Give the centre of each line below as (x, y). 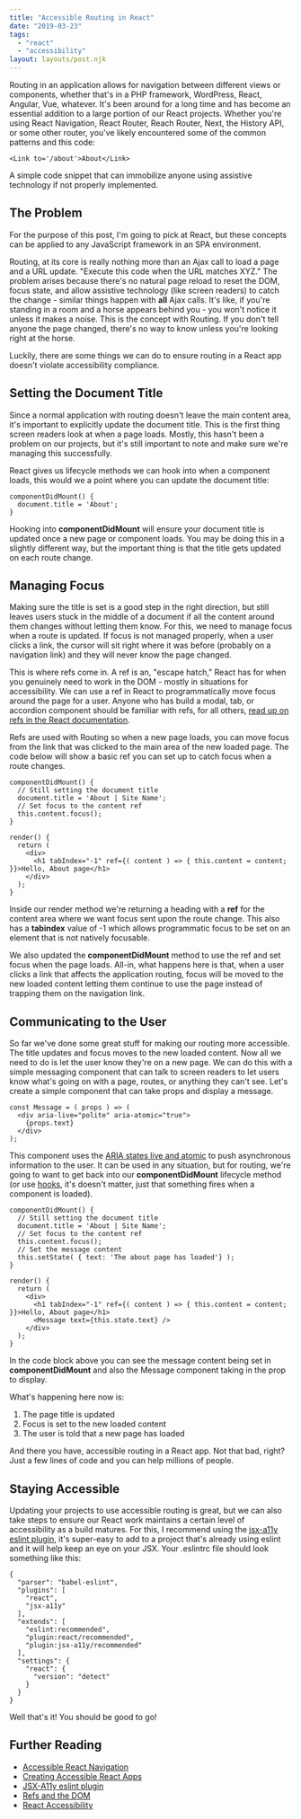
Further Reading (56, 1745)
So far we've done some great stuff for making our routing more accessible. (150, 1044)
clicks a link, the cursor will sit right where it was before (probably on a (140, 645)
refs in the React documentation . (70, 720)
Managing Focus (57, 586)
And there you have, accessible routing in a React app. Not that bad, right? (147, 1451)
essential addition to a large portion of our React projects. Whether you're (146, 114)
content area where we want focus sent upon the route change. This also (145, 919)
